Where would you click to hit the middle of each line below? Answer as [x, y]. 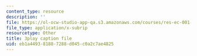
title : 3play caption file [39, 38]
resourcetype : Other [31, 33]
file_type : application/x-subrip [47, 28]
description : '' [26, 17]
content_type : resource [35, 11]
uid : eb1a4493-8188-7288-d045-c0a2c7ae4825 [60, 44]
